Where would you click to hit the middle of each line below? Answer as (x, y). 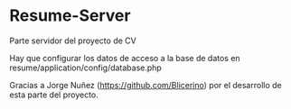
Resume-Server (70, 16)
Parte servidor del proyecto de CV (73, 41)
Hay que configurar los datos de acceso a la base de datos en (125, 58)
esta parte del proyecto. (54, 95)
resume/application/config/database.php (86, 68)
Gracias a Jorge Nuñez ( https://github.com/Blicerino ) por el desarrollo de (145, 85)
